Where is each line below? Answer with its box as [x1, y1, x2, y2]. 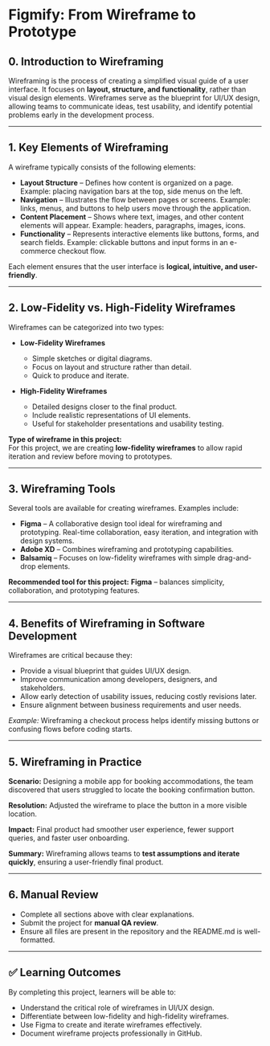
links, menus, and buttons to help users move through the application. [19, 203, 252, 213]
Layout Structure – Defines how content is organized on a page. [19, 178, 234, 187]
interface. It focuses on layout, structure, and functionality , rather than [8, 84, 247, 94]
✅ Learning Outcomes [8, 966, 121, 979]
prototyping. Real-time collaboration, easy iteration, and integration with [19, 528, 259, 537]
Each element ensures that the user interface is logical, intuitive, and [8, 261, 239, 271]
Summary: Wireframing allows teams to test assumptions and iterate [8, 849, 240, 859]
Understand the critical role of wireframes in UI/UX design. [19, 1003, 215, 1012]
